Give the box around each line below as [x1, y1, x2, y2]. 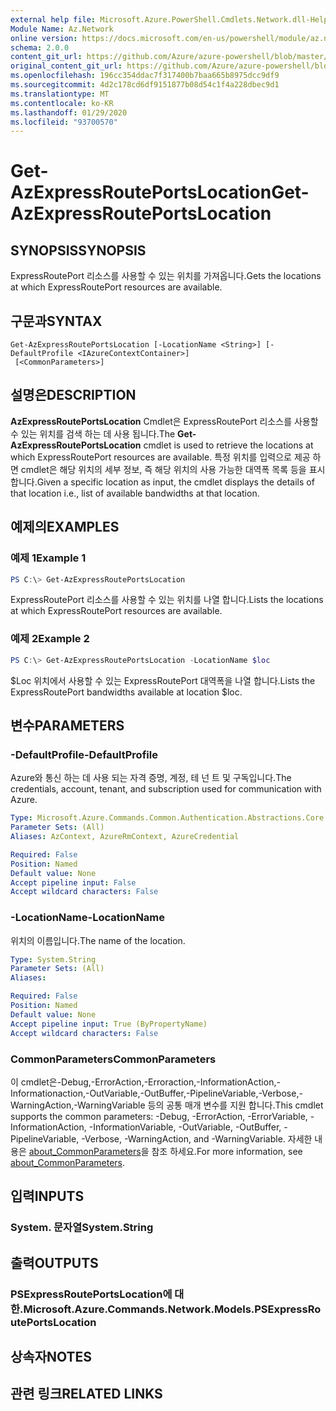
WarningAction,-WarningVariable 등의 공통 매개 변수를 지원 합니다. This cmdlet [10, 1099, 324, 1111]
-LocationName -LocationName [10, 911, 166, 925]
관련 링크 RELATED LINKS [10, 1386, 163, 1403]
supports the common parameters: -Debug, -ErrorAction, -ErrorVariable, [10, 1110, 308, 1122]
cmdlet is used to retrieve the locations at [143, 439, 314, 451]
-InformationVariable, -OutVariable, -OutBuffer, [88, 1121, 282, 1133]
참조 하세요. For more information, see [151, 1145, 303, 1157]
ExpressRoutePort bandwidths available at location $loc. [10, 686, 243, 698]
